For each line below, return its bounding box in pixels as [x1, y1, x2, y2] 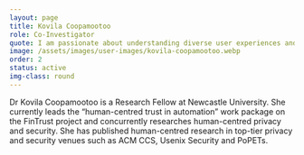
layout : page [9, 13, 59, 23]
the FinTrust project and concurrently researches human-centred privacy [9, 115, 282, 126]
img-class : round [9, 72, 75, 81]
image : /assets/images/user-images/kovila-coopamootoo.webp [9, 47, 242, 56]
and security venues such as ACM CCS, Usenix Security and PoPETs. [9, 134, 269, 145]
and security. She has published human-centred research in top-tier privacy [9, 125, 293, 136]
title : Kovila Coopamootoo [9, 22, 111, 31]
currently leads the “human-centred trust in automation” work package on [9, 105, 286, 117]
